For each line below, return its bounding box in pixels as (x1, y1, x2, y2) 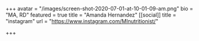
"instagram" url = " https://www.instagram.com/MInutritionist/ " (5, 18, 158, 24)
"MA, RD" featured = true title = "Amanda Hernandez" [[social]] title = (5, 11, 176, 18)
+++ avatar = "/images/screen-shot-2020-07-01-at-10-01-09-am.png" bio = (5, 5, 194, 12)
